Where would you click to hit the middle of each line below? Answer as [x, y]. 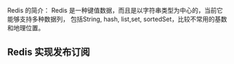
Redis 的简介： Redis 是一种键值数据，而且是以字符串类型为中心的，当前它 [115, 10]
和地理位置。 [26, 28]
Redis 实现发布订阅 [48, 52]
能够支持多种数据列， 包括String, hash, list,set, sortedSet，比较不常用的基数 [117, 19]
